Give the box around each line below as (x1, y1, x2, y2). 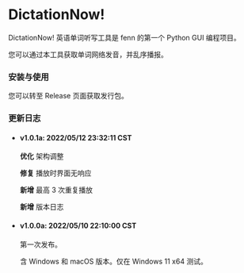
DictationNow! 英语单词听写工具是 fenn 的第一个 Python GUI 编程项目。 (8, 33, 242, 42)
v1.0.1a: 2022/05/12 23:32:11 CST (19, 133, 132, 142)
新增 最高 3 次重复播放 (19, 185, 93, 195)
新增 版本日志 (19, 202, 64, 212)
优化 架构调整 (19, 152, 64, 161)
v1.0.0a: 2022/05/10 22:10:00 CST (19, 221, 137, 230)
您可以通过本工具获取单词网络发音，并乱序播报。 (8, 49, 168, 59)
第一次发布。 (19, 240, 62, 249)
